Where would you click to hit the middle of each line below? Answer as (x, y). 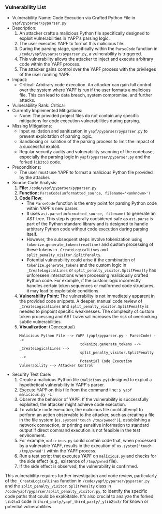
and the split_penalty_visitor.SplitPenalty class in (58, 486)
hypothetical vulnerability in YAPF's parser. (62, 385)
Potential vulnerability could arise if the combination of (81, 260)
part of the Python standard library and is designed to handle (87, 224)
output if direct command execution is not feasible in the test (80, 430)
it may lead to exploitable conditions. (63, 291)
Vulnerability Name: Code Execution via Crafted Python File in (74, 18)
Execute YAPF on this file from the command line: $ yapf (75, 390)
